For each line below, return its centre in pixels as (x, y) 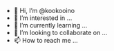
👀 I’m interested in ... (43, 18)
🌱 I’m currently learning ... (50, 25)
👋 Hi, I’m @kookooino (44, 11)
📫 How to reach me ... (46, 40)
